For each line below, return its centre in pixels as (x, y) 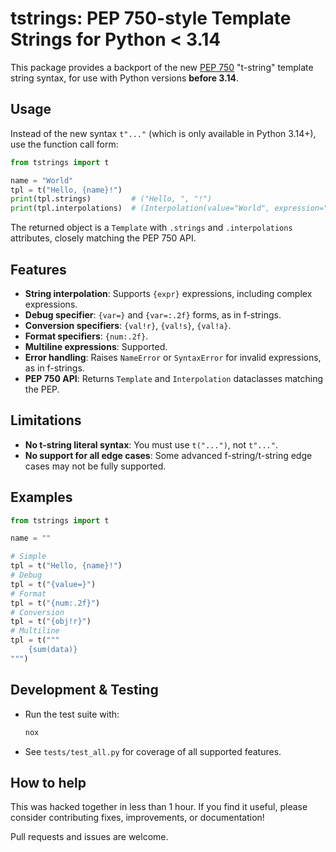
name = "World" (42, 180)
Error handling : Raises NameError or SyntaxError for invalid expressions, (173, 357)
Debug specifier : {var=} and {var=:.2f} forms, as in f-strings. (153, 314)
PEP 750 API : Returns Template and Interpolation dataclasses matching (174, 378)
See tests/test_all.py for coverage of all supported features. (153, 751)
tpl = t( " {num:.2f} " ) (55, 603)
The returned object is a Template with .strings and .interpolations (151, 228)
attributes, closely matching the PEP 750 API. (103, 238)
